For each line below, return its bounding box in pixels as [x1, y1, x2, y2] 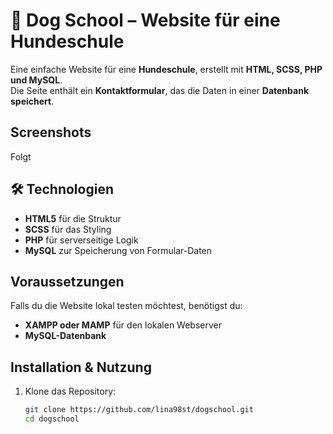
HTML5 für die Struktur [24, 212, 122, 224]
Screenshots [10, 124, 92, 141]
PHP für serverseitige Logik [24, 234, 139, 246]
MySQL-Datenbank [24, 330, 107, 342]
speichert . [10, 95, 55, 107]
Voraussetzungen [10, 273, 125, 290]
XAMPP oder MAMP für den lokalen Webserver [24, 319, 222, 331]
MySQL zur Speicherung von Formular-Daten [24, 244, 213, 256]
